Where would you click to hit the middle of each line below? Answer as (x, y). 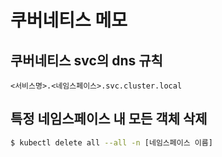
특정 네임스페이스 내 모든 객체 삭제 (109, 119)
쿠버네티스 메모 (69, 20)
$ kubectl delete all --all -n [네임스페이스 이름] (111, 142)
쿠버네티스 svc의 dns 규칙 (86, 60)
